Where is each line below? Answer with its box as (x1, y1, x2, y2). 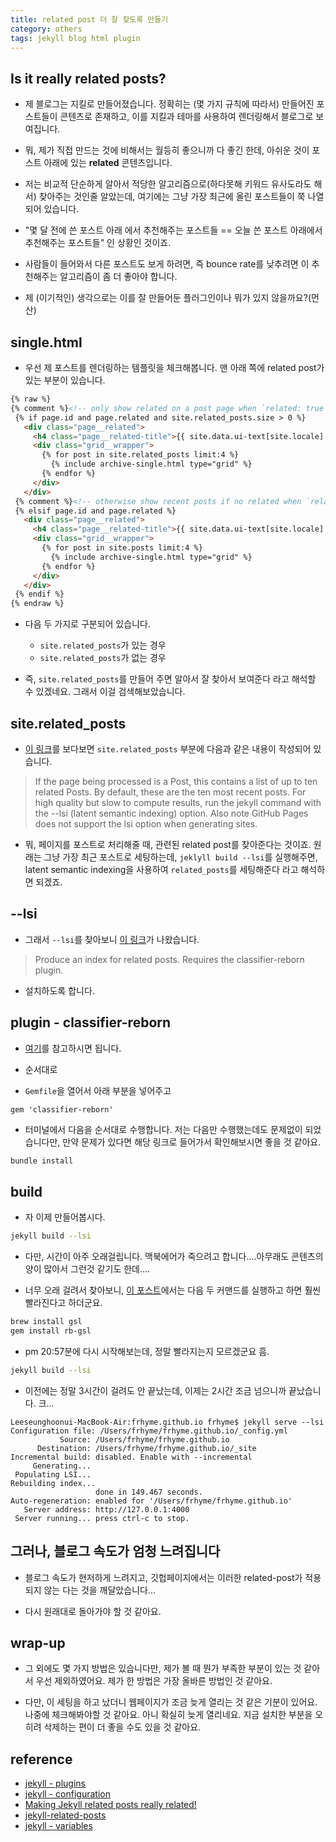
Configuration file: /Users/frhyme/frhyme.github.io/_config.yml (10, 1426, 288, 1436)
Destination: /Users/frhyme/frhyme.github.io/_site (36, 1443, 257, 1453)
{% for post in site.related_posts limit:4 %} (41, 450, 240, 460)
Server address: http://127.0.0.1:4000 (23, 1504, 190, 1515)
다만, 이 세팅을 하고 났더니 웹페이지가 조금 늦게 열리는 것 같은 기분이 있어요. (24, 1696, 318, 1708)
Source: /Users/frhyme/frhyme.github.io (59, 1434, 230, 1445)
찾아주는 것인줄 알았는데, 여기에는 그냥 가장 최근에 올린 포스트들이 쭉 (38, 191, 306, 203)
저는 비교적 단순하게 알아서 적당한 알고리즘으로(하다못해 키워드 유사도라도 (24, 178, 312, 190)
